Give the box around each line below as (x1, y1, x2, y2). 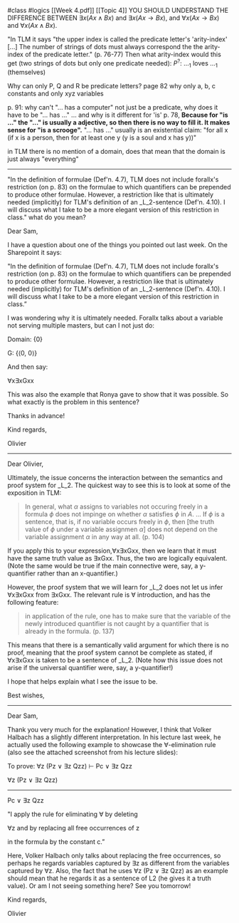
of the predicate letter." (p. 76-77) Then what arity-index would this (24, 50, 222, 58)
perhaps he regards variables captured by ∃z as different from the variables (7, 859, 230, 867)
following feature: (7, 598, 59, 607)
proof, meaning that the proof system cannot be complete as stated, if (7, 648, 213, 657)
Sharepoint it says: (7, 249, 62, 257)
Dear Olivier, (7, 459, 44, 469)
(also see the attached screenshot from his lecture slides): (7, 748, 178, 757)
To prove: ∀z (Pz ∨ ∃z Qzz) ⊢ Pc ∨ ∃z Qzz (7, 762, 133, 771)
